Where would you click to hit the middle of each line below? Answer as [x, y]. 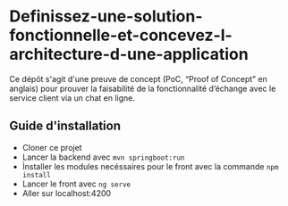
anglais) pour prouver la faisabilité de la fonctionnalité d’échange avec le [143, 88]
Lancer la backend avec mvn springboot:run [103, 157]
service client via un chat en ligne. [72, 98]
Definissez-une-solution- [106, 16]
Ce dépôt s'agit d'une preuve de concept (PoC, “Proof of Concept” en [139, 78]
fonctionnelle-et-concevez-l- [121, 35]
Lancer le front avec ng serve [76, 184]
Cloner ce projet [52, 147]
